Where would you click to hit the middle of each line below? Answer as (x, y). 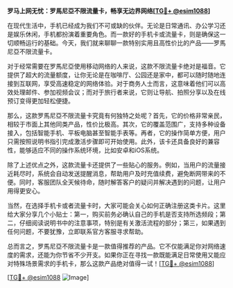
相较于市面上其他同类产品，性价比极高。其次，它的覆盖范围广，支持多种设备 (116, 124)
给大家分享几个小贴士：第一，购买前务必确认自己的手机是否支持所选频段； (113, 214)
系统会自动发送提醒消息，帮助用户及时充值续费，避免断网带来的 (128, 173)
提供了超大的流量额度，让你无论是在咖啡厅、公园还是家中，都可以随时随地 (113, 75)
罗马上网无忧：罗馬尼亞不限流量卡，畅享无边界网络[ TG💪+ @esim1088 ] (109, 11)
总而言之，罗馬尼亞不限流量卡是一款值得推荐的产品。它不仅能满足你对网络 (113, 246)
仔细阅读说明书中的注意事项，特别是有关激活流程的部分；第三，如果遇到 (122, 223)
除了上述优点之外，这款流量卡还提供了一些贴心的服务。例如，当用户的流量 (113, 165)
